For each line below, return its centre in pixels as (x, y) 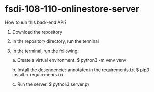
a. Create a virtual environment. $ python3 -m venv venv (69, 60)
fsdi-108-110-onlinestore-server (72, 9)
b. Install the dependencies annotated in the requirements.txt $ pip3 (80, 70)
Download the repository (37, 32)
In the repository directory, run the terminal (55, 41)
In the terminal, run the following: (45, 51)
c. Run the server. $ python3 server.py (51, 84)
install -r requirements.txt (38, 74)
